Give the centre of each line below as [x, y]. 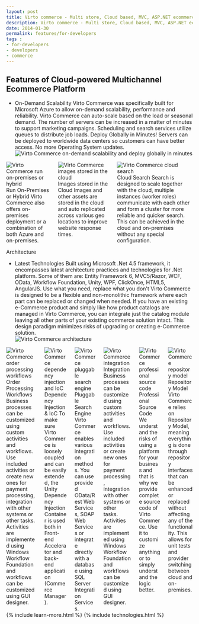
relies [179, 407]
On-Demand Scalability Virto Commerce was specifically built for [94, 103]
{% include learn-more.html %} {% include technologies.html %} [85, 615]
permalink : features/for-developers [51, 34]
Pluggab [84, 395]
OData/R [85, 495]
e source [150, 502]
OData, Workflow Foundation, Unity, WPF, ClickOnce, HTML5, [90, 283]
